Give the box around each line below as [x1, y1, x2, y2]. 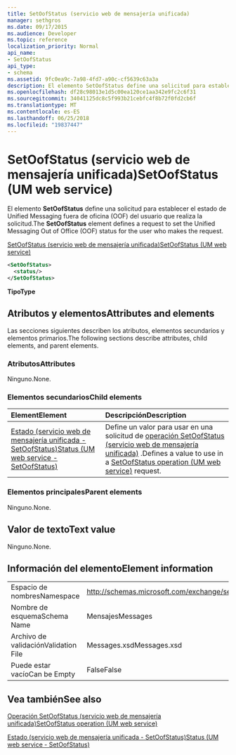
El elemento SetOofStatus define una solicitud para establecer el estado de [7, 204, 227, 213]
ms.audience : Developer [7, 29, 77, 37]
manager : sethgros [7, 17, 61, 24]
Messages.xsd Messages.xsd [86, 641, 183, 650]
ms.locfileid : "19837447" [7, 121, 83, 129]
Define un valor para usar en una [105, 422, 214, 432]
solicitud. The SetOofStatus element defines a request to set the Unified [7, 219, 216, 228]
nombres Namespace [11, 591, 80, 601]
